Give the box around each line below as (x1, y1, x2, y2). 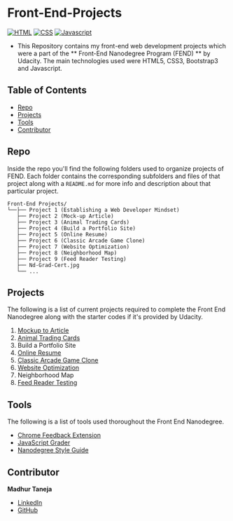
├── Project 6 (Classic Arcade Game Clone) (16, 237, 146, 244)
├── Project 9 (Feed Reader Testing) (16, 255, 127, 262)
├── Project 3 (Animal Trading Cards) (16, 219, 130, 226)
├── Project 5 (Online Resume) (16, 231, 108, 238)
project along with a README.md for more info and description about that (7, 179, 211, 187)
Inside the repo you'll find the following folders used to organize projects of (7, 164, 224, 172)
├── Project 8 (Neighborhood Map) (16, 249, 118, 257)
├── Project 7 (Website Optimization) (16, 243, 130, 250)
